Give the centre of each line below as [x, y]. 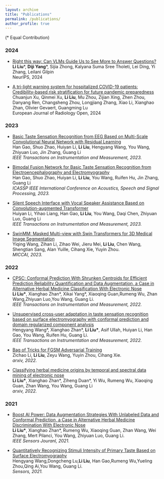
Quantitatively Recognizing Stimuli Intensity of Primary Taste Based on [84, 450]
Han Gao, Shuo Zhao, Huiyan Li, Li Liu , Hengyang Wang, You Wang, [81, 147]
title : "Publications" [28, 14]
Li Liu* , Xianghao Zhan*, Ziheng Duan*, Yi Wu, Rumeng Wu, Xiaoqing [82, 381]
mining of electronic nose [38, 375]
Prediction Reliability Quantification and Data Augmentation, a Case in [83, 284]
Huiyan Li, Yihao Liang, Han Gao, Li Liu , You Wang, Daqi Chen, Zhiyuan [84, 213]
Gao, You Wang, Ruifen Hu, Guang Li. [50, 335]
